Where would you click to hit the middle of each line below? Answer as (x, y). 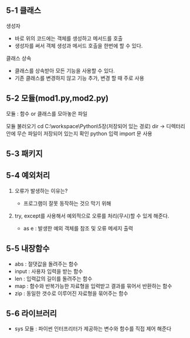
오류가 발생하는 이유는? (41, 190)
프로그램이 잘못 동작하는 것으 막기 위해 (67, 203)
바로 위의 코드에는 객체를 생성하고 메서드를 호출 (69, 38)
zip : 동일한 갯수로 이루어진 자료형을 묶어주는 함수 (71, 293)
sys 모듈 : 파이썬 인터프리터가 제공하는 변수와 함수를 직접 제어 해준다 (93, 329)
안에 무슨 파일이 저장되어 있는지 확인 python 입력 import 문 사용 (79, 133)
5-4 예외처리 (28, 175)
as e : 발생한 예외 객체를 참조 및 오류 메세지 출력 (78, 228)
